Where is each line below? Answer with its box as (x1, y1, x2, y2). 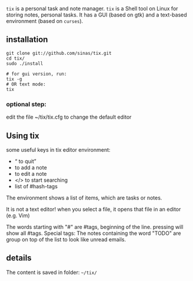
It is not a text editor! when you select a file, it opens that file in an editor (6, 205, 181, 213)
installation (6, 35, 48, 45)
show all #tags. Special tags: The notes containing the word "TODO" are (6, 230, 181, 237)
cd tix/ (6, 55, 25, 61)
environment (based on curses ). (6, 18, 84, 24)
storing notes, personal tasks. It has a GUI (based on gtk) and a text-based (6, 11, 187, 18)
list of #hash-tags (14, 182, 58, 189)
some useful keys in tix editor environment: (6, 146, 111, 153)
